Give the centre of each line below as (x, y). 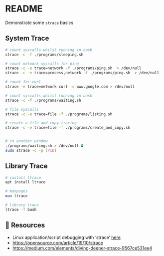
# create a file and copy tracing (41, 123)
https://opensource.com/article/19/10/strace (58, 242)
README (24, 9)
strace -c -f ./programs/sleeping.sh (44, 55)
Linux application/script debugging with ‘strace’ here (67, 237)
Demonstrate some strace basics (39, 23)
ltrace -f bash (21, 209)
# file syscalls (22, 109)
